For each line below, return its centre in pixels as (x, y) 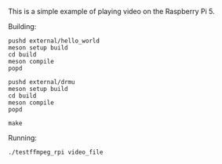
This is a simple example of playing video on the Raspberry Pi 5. (111, 11)
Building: (22, 26)
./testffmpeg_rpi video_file (56, 152)
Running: (23, 138)
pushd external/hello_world (54, 41)
